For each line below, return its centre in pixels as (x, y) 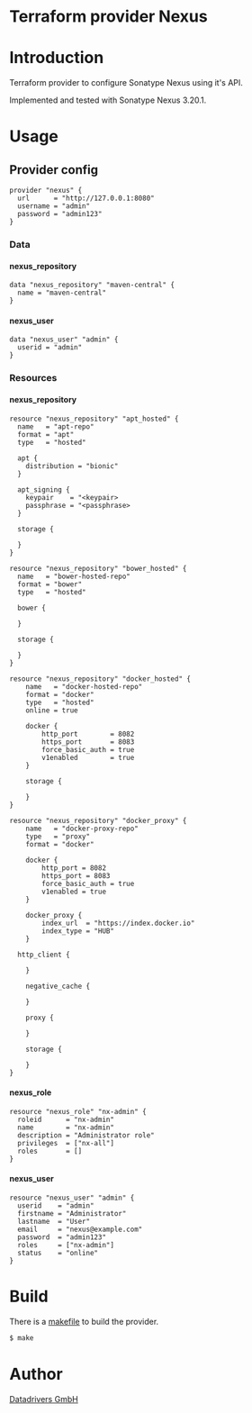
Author (36, 1374)
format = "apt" (46, 434)
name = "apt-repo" (56, 426)
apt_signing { (44, 489)
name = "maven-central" (62, 293)
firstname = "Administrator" (72, 1213)
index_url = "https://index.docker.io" (118, 923)
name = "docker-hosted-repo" (84, 686)
